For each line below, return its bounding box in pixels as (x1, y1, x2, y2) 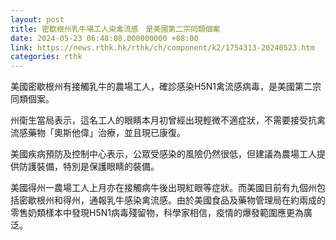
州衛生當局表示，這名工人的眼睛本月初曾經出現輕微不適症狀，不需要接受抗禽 (10, 114, 326, 126)
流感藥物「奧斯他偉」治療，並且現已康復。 (10, 127, 186, 139)
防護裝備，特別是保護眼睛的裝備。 (18, 161, 160, 173)
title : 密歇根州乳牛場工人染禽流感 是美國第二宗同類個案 (10, 24, 221, 34)
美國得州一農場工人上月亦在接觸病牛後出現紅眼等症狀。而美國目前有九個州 (10, 182, 317, 194)
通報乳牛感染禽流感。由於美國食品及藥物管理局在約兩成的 (88, 194, 326, 206)
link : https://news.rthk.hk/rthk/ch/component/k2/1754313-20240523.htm (10, 42, 315, 53)
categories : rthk (10, 52, 83, 62)
